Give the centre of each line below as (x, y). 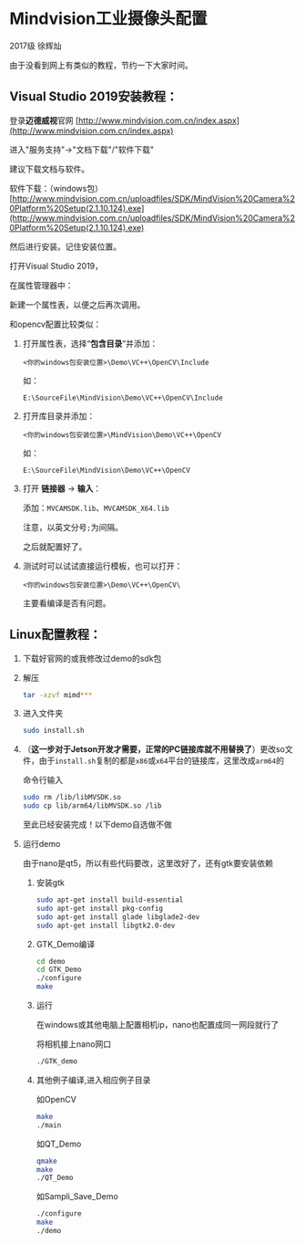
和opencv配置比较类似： (56, 324)
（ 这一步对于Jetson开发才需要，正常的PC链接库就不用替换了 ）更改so (153, 749)
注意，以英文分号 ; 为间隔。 (72, 527)
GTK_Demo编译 (66, 944)
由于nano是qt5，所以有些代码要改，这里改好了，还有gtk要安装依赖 (147, 863)
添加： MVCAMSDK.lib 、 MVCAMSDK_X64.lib (96, 507)
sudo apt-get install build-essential (110, 900)
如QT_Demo (59, 1144)
